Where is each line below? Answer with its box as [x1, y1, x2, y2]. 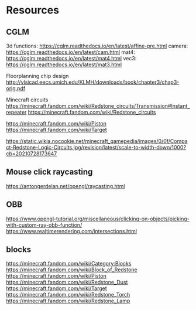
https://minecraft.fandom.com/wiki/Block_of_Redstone [6, 266, 137, 273]
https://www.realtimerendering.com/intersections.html [6, 227, 137, 234]
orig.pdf [6, 85, 26, 91]
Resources [6, 4, 60, 17]
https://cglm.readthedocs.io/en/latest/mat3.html [6, 61, 122, 68]
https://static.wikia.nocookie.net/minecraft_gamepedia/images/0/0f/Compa [6, 138, 188, 144]
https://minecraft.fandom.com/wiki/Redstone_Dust [6, 279, 128, 286]
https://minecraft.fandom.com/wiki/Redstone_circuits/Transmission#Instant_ [6, 103, 190, 109]
